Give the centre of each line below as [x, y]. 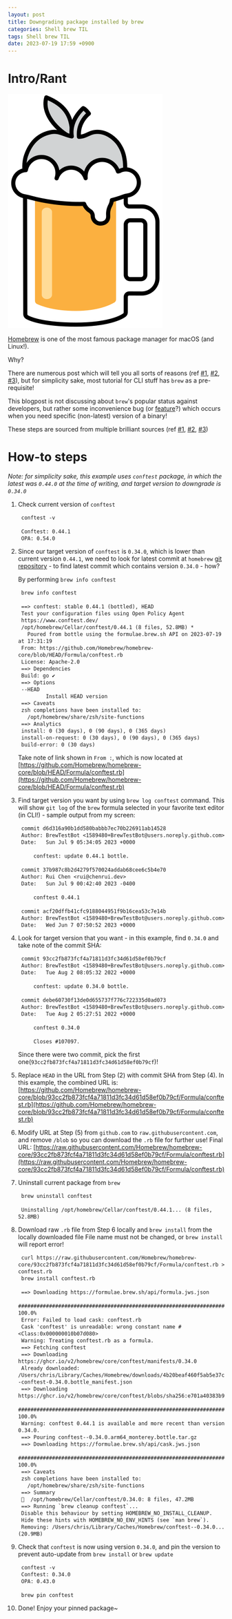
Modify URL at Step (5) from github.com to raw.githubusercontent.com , [118, 1133]
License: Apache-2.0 [50, 662]
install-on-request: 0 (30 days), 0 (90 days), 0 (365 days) [110, 738]
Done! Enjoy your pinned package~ [68, 1608]
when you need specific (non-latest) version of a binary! [87, 416]
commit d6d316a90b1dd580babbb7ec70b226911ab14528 [94, 828]
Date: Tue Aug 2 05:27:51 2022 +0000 [78, 1014]
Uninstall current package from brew [69, 1183]
